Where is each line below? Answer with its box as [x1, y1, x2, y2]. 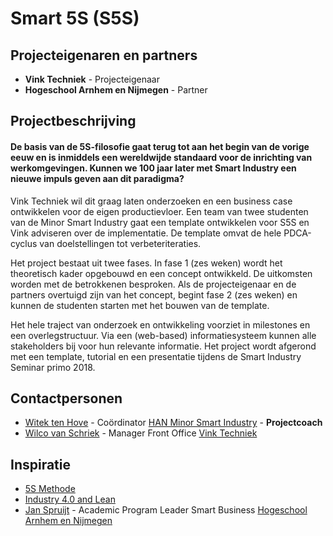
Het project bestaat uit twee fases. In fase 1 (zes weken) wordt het [10, 257, 283, 269]
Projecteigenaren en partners [10, 47, 198, 64]
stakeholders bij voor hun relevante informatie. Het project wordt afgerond [10, 340, 317, 352]
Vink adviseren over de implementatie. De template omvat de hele [10, 227, 282, 239]
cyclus [10, 237, 38, 249]
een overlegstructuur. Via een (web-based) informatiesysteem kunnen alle [10, 329, 317, 341]
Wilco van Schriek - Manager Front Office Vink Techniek [24, 427, 258, 439]
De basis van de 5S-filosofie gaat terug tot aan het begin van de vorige [10, 140, 310, 152]
